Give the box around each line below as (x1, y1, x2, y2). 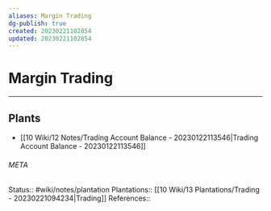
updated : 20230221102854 (8, 34, 92, 43)
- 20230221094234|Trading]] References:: (8, 193, 151, 203)
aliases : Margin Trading (8, 11, 92, 20)
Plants (8, 111, 41, 125)
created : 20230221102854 (8, 27, 92, 35)
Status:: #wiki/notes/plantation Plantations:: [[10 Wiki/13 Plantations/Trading (8, 185, 260, 195)
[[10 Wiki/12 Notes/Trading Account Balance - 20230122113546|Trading (19, 133, 259, 142)
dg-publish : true (8, 19, 67, 27)
